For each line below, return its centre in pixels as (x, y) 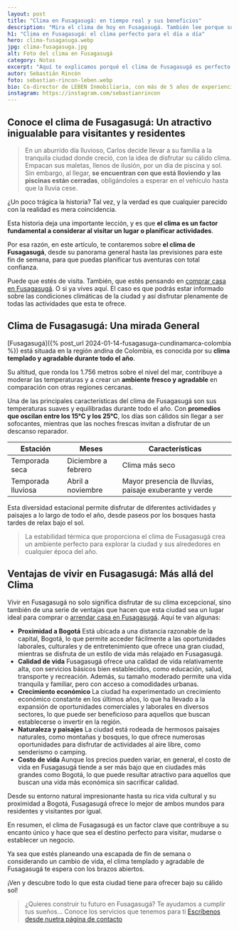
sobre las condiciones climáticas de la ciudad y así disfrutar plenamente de (118, 296)
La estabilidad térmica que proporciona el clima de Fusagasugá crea (125, 536)
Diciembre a (87, 461)
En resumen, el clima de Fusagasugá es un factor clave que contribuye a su (118, 825)
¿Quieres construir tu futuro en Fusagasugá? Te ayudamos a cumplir (125, 904)
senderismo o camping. (52, 752)
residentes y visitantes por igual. (55, 811)
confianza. (23, 267)
